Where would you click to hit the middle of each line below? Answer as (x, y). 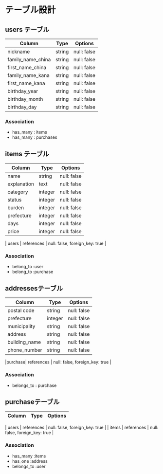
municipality (21, 327)
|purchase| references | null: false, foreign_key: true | (58, 362)
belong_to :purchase (33, 272)
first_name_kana (26, 83)
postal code (21, 310)
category (18, 192)
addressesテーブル (34, 288)
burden (16, 208)
